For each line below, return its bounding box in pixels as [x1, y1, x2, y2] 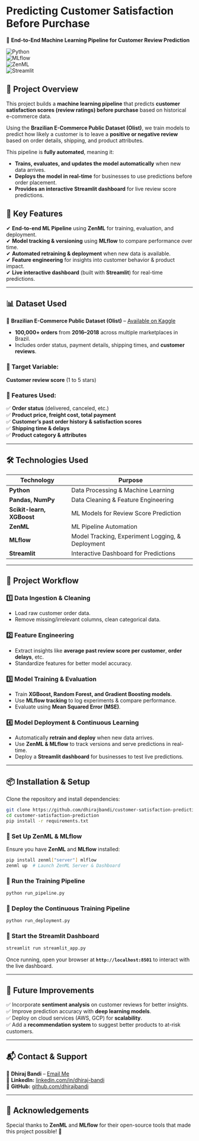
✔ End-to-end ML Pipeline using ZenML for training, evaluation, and [6, 224, 174, 231]
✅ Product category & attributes [6, 431, 87, 438]
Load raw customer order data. [14, 610, 91, 617]
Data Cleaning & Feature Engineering [71, 496, 174, 504]
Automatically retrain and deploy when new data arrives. [14, 734, 154, 741]
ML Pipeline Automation [71, 522, 138, 531]
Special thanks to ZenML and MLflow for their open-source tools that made [6, 1121, 191, 1129]
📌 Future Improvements [6, 985, 95, 995]
